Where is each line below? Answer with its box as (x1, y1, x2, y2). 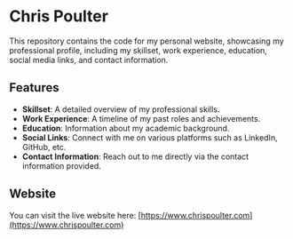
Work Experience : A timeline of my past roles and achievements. (21, 113, 261, 123)
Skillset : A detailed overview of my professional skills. (21, 104, 220, 115)
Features (9, 80, 59, 95)
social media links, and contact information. (9, 54, 169, 65)
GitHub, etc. (21, 141, 67, 152)
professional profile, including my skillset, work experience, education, (9, 44, 268, 55)
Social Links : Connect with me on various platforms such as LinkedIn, (21, 131, 278, 143)
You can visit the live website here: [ (9, 210, 142, 220)
